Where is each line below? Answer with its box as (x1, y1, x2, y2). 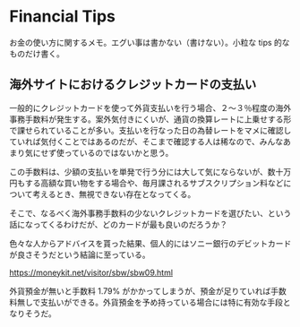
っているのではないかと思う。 (64, 147, 174, 158)
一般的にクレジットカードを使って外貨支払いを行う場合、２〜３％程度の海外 (9, 102, 292, 113)
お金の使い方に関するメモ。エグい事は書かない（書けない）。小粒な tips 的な (9, 37, 290, 47)
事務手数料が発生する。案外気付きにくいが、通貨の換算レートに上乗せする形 (9, 114, 292, 125)
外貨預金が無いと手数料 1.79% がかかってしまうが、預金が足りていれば (9, 285, 271, 297)
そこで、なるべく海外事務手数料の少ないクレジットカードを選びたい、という (9, 208, 292, 219)
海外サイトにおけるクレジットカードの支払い (9, 77, 257, 92)
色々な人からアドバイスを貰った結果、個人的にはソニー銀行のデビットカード (9, 237, 292, 248)
